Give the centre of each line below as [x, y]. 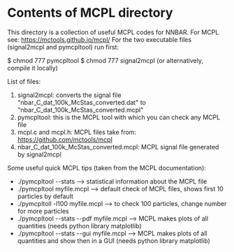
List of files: [24, 81]
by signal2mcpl [39, 154]
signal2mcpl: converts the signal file [69, 95]
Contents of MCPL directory [90, 13]
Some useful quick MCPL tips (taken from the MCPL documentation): [107, 168]
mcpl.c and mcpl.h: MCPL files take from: [77, 132]
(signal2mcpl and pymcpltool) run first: [63, 47]
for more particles [43, 211]
